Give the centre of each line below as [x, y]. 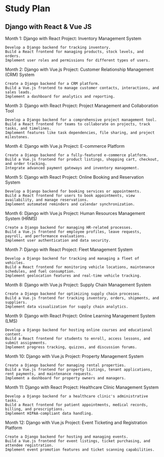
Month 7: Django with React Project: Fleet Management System [69, 249]
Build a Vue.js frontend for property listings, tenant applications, [79, 370]
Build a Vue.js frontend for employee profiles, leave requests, [73, 232]
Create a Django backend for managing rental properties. [66, 365]
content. [14, 334]
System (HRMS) [21, 218]
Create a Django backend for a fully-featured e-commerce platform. [77, 155]
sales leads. [18, 92]
